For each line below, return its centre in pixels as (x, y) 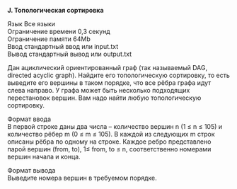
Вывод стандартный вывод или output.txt (70, 54)
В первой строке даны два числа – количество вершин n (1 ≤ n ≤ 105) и (115, 126)
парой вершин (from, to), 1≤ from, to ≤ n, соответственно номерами (109, 149)
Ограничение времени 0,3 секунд (59, 31)
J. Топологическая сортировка (56, 10)
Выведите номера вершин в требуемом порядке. (82, 178)
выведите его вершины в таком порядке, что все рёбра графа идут (109, 83)
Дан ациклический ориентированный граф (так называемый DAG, (107, 68)
